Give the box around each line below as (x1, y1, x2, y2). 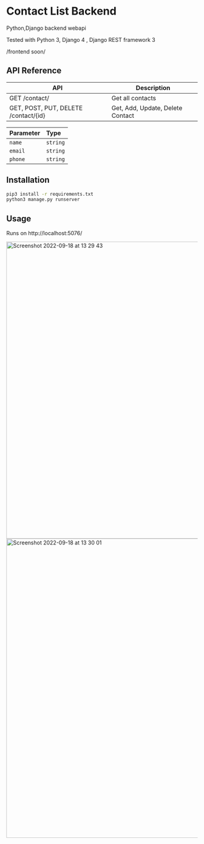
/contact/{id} (9, 111, 46, 120)
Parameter (9, 129, 41, 137)
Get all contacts (111, 94, 157, 102)
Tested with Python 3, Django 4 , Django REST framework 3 (6, 36, 156, 43)
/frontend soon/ (6, 47, 46, 55)
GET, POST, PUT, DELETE (9, 103, 83, 112)
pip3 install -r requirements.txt (6, 191, 94, 197)
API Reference (6, 66, 62, 76)
